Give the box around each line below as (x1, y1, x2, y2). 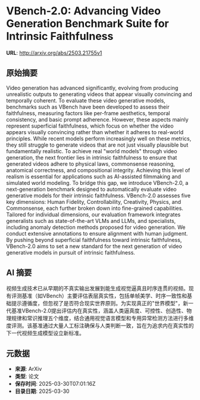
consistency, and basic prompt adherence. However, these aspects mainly (6, 116, 189, 123)
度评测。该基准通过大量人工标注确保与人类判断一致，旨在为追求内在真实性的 (6, 322, 194, 329)
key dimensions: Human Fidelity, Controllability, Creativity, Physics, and (6, 198, 182, 205)
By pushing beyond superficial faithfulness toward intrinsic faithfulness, (6, 236, 182, 243)
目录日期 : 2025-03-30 (14, 387, 70, 395)
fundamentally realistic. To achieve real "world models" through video (6, 147, 177, 154)
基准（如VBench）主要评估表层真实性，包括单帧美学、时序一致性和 (21, 292, 187, 299)
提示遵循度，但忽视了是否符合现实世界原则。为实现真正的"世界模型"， (11, 299, 183, 306)
